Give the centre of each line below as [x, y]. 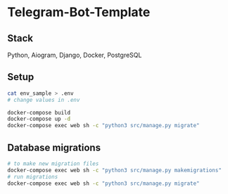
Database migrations [54, 147]
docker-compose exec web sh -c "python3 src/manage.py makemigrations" [114, 170]
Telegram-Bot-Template [79, 12]
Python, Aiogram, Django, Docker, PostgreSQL [75, 55]
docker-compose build [39, 112]
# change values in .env [44, 100]
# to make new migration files [53, 164]
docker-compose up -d [39, 119]
